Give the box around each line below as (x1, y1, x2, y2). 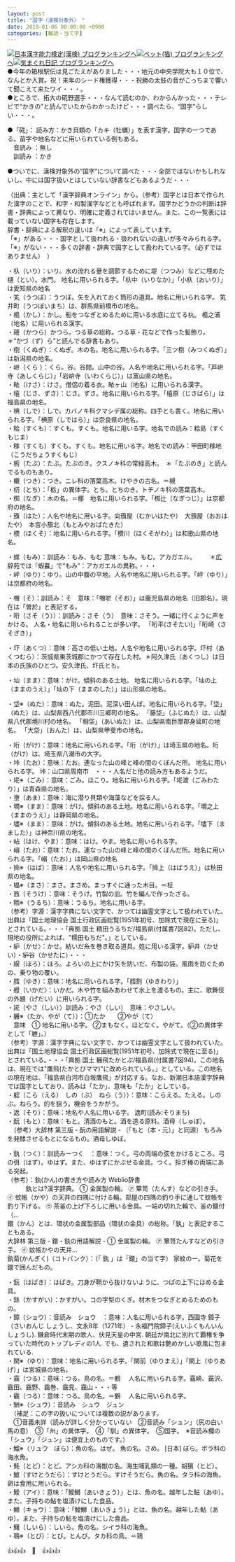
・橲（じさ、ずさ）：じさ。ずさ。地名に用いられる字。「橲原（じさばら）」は (7, 389, 225, 397)
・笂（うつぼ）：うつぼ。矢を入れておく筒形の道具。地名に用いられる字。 (7, 293, 219, 302)
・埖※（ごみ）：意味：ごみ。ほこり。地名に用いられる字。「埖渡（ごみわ (7, 776, 213, 784)
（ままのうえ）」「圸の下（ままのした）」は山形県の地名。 (7, 685, 170, 694)
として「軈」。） (7, 1029, 50, 1038)
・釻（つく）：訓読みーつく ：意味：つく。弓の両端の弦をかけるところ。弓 (7, 1149, 225, 1158)
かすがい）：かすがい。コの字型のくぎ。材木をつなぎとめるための (25, 1295, 213, 1304)
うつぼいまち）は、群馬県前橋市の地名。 (25, 302, 142, 310)
